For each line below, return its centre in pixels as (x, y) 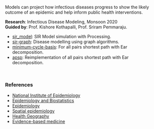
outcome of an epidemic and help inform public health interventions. (74, 12)
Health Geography (31, 116)
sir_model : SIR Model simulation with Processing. (62, 37)
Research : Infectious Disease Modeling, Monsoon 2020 (61, 22)
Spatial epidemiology (33, 111)
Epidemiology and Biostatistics (43, 101)
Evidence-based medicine (38, 122)
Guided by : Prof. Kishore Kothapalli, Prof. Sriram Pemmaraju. (66, 27)
